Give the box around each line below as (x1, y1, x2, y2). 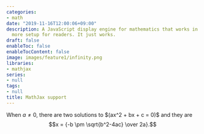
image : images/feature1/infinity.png (6, 54, 103, 61)
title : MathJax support (6, 94, 67, 100)
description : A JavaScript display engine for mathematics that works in (6, 26, 199, 32)
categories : (6, 9, 37, 15)
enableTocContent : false (6, 49, 70, 55)
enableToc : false (6, 43, 51, 50)
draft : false (6, 37, 40, 43)
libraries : (6, 60, 34, 66)
